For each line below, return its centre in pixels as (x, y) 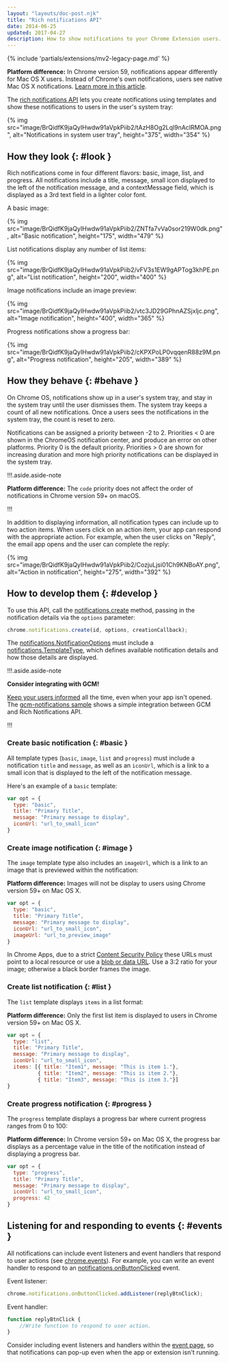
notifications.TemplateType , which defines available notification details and (113, 650)
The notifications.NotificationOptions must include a (80, 643)
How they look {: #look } (59, 156)
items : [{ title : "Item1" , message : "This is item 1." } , (96, 1067)
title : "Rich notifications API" (55, 20)
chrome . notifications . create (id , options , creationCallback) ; (97, 630)
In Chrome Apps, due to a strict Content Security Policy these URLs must (110, 955)
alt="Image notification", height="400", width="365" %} (86, 318)
